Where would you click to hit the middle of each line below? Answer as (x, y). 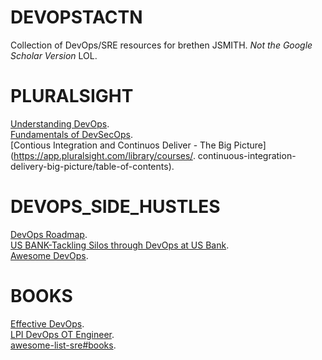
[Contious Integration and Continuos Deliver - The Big (121, 145)
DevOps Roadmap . (49, 234)
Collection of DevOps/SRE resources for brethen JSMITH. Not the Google (161, 45)
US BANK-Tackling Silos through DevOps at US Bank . (120, 245)
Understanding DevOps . (60, 123)
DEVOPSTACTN (76, 17)
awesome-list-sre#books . (63, 345)
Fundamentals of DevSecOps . (71, 134)
